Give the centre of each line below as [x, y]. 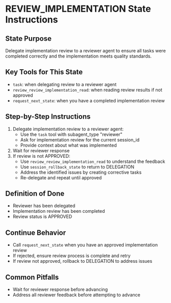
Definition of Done [35, 194]
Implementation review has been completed [59, 211]
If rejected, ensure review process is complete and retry [72, 256]
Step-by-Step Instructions [48, 117]
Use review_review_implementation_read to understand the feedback [93, 161]
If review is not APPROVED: [41, 156]
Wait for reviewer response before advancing [60, 290]
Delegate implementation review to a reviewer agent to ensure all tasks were [86, 51]
